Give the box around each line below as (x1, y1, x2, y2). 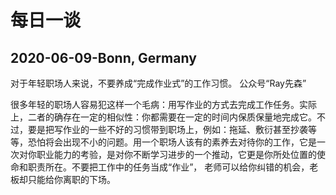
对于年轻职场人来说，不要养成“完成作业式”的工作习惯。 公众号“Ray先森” (10, 77, 307, 89)
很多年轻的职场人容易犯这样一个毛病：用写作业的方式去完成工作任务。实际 (10, 99, 317, 110)
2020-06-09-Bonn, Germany (10, 49, 197, 66)
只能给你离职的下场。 (27, 174, 116, 185)
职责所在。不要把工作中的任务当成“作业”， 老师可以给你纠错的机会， (27, 161, 310, 173)
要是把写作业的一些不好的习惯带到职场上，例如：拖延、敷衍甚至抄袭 (27, 124, 308, 135)
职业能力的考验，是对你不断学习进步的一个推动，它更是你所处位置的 (36, 149, 317, 160)
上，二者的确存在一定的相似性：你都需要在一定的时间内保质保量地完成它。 (10, 111, 317, 123)
